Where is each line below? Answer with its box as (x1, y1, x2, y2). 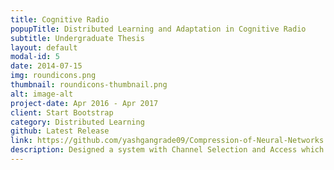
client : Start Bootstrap (10, 107, 114, 118)
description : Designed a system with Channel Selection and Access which (10, 145, 325, 155)
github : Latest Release (10, 126, 110, 136)
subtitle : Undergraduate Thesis (10, 33, 145, 43)
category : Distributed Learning (10, 117, 145, 127)
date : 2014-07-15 (10, 61, 83, 71)
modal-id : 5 (10, 52, 60, 62)
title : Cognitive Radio (10, 14, 110, 25)
